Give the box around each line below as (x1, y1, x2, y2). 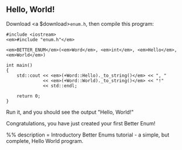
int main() (6, 62, 33, 68)
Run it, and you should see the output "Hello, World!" (6, 108, 134, 115)
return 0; (16, 93, 41, 99)
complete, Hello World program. (6, 137, 83, 144)
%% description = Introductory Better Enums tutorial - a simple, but (6, 131, 170, 138)
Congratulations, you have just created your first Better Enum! (6, 120, 156, 127)
